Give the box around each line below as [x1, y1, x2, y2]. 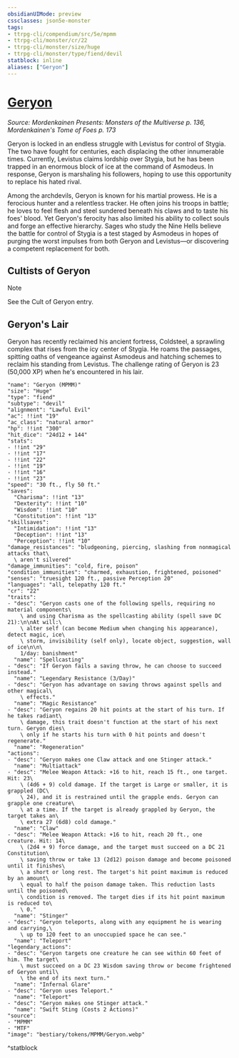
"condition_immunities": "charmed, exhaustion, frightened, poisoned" [7, 569, 222, 576]
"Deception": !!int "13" [14, 531, 88, 539]
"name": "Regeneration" [14, 744, 84, 751]
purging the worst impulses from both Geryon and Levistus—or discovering [7, 236, 229, 245]
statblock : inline [7, 57, 62, 64]
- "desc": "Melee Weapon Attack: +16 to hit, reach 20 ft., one [7, 831, 203, 839]
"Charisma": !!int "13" [14, 494, 84, 501]
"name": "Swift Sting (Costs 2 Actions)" [14, 1006, 139, 1014]
